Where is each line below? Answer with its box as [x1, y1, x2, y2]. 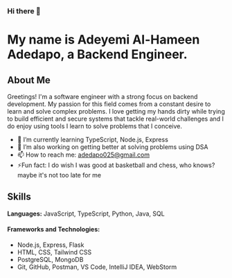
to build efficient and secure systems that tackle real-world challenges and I [7, 114, 224, 123]
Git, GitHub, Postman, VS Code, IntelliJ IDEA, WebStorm [17, 263, 177, 271]
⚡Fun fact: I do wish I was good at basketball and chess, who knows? [17, 161, 215, 169]
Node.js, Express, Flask [17, 241, 84, 249]
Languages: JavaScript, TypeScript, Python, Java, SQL [7, 209, 165, 218]
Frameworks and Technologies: [7, 225, 100, 234]
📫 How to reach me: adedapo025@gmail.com [17, 150, 150, 159]
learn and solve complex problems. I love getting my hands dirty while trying [7, 107, 225, 115]
